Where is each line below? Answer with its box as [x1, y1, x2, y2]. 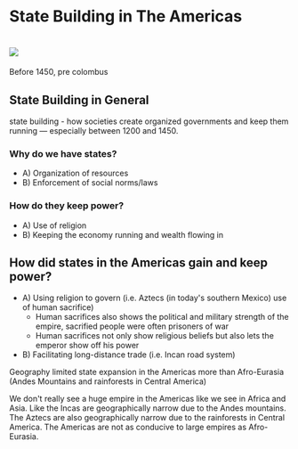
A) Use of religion [21, 220, 87, 231]
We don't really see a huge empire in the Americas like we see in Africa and [9, 394, 286, 404]
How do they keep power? [9, 200, 125, 212]
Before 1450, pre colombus [9, 67, 109, 78]
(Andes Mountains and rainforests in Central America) [9, 376, 207, 387]
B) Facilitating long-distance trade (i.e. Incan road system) [21, 349, 236, 360]
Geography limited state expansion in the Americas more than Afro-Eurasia [9, 367, 285, 378]
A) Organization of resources [21, 167, 129, 179]
